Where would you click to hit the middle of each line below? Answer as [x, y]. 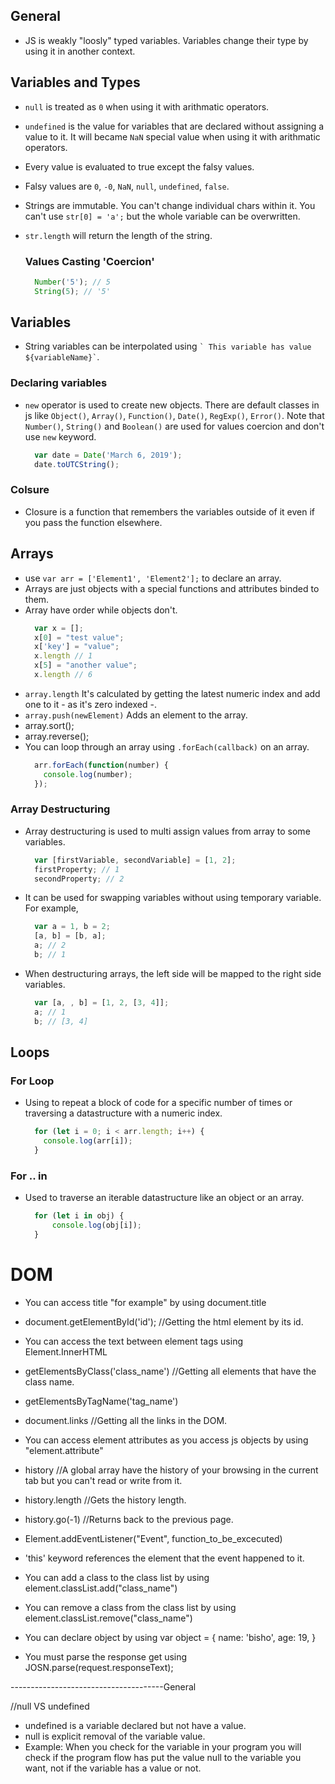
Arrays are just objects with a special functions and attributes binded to [172, 588]
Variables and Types [75, 82]
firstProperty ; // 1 [77, 869]
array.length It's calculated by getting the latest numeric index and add [172, 693]
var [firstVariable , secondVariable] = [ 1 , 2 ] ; [135, 860]
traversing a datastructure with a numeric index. [123, 1113]
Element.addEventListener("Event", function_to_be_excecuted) [153, 1538]
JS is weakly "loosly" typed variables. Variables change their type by [166, 40]
